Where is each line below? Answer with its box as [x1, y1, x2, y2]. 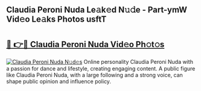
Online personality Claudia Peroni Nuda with [83, 58, 193, 65]
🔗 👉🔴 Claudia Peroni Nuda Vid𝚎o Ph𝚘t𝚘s [6, 39, 165, 49]
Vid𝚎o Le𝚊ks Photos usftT [6, 14, 107, 25]
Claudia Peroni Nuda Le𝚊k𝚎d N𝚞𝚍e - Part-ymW [6, 5, 188, 15]
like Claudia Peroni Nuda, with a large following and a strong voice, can [6, 72, 183, 78]
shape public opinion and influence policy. [6, 78, 112, 85]
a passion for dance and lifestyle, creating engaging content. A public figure [6, 65, 196, 72]
